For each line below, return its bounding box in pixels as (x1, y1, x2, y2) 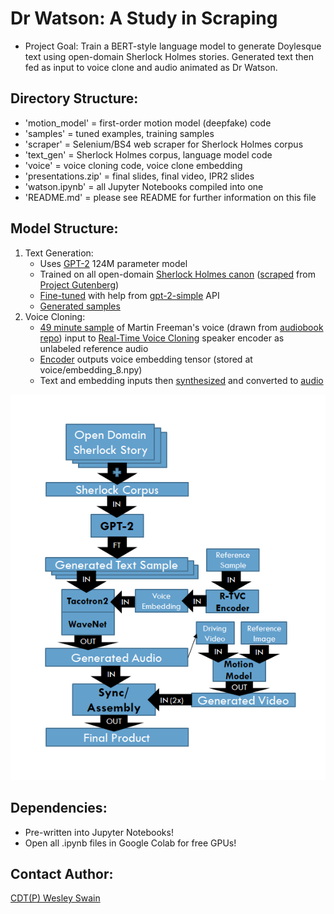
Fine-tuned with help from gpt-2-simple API (39, 289, 220, 301)
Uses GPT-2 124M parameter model (39, 257, 188, 269)
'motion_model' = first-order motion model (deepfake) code (24, 117, 272, 129)
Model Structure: (10, 220, 119, 237)
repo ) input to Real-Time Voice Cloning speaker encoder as (39, 332, 285, 344)
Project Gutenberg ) (39, 278, 120, 291)
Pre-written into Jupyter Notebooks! (24, 826, 174, 838)
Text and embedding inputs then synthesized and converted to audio (39, 374, 324, 386)
